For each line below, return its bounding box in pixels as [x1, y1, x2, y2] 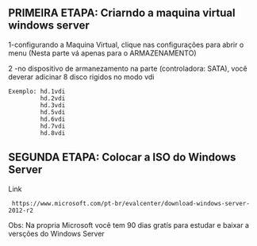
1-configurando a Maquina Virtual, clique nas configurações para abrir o [8, 40, 244, 49]
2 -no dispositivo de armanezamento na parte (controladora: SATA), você [8, 63, 247, 73]
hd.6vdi [40, 115, 66, 123]
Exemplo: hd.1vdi [8, 87, 66, 95]
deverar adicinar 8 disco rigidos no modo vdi [8, 71, 155, 82]
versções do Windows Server [8, 229, 105, 238]
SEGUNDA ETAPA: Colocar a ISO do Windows [8, 151, 236, 164]
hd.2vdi [40, 94, 66, 102]
